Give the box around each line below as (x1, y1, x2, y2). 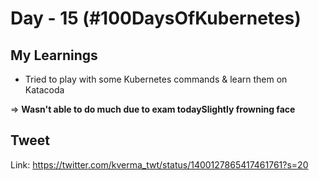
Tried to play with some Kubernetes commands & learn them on (24, 73, 288, 85)
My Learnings (10, 47, 98, 64)
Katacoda (24, 84, 65, 96)
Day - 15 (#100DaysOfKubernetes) (10, 7, 302, 30)
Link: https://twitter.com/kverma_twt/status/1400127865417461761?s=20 (10, 158, 309, 171)
